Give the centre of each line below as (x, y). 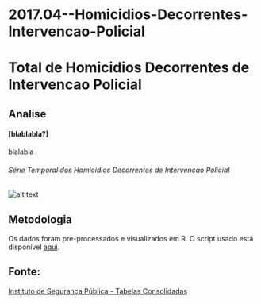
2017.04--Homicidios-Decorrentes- (128, 15)
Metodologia (40, 219)
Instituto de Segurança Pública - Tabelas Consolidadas (98, 291)
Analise (27, 114)
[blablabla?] (29, 134)
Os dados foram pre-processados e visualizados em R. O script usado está (131, 238)
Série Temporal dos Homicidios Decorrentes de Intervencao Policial (119, 170)
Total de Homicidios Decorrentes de (129, 68)
